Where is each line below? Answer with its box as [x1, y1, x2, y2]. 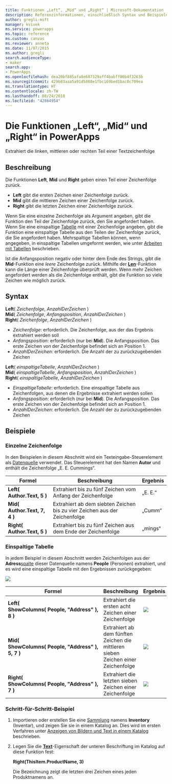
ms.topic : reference [5, 31, 50, 36]
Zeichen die [103, 637, 132, 644]
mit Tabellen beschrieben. [5, 246, 60, 251]
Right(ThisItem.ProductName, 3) [12, 759, 84, 765]
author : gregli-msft [5, 17, 50, 22]
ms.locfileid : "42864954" [5, 98, 60, 103]
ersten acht [103, 602, 131, 610]
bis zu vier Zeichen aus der [53, 506, 118, 514]
